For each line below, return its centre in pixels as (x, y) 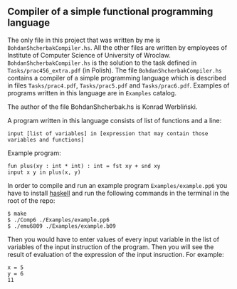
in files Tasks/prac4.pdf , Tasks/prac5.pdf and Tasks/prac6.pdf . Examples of (118, 85)
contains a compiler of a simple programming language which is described (117, 78)
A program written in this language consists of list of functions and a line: (115, 120)
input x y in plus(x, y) (44, 172)
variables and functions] (46, 140)
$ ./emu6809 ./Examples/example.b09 (62, 226)
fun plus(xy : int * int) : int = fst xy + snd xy (84, 166)
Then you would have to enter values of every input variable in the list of (113, 239)
